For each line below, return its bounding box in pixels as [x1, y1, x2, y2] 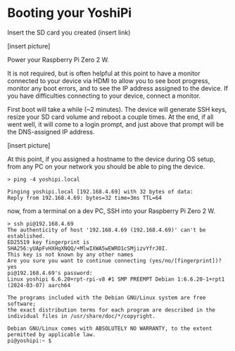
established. [7, 232, 46, 240]
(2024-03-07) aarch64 [7, 281, 71, 289]
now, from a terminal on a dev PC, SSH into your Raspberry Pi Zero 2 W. [7, 206, 216, 215]
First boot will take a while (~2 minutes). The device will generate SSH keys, [7, 105, 227, 113]
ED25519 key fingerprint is [7, 238, 90, 245]
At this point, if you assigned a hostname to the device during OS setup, [7, 155, 216, 163]
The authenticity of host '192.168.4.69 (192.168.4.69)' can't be [7, 226, 206, 234]
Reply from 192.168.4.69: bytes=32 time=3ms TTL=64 [7, 194, 162, 201]
